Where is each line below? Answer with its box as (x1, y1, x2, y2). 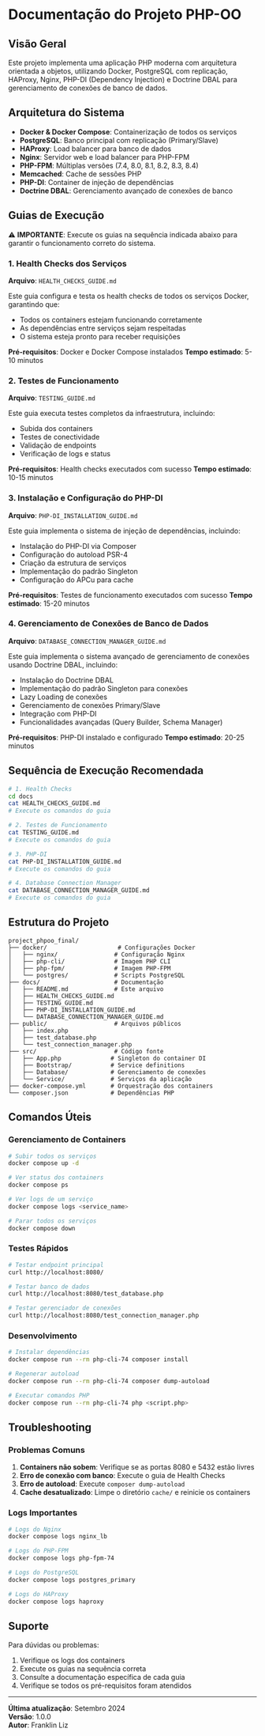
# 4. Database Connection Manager (8, 879, 122, 887)
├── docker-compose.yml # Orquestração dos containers (8, 1082, 214, 1090)
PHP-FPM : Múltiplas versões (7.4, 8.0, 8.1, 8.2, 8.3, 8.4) (19, 161, 199, 170)
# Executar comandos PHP (8, 1391, 90, 1399)
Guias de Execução (8, 209, 105, 222)
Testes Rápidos (8, 1243, 69, 1254)
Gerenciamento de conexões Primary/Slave (19, 700, 161, 709)
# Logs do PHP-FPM (8, 1547, 69, 1555)
